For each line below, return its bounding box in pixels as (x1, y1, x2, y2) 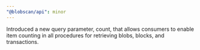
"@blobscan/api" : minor (6, 8, 67, 15)
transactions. (6, 38, 39, 45)
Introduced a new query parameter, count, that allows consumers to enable (6, 25, 195, 33)
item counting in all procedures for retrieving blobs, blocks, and (6, 31, 165, 39)
